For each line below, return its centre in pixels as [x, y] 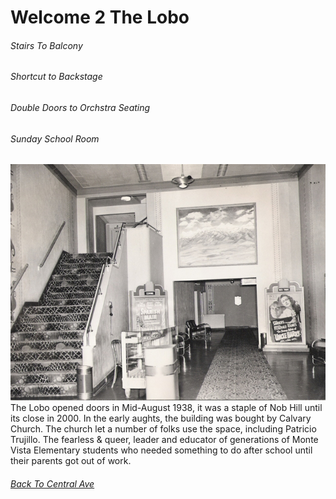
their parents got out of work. [71, 461]
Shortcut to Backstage [56, 77]
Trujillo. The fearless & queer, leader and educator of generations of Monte [164, 440]
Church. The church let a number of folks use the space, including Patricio [163, 429]
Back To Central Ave [52, 483]
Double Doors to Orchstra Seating [80, 107]
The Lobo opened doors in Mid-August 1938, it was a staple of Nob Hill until [166, 408]
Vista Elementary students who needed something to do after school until [161, 450]
